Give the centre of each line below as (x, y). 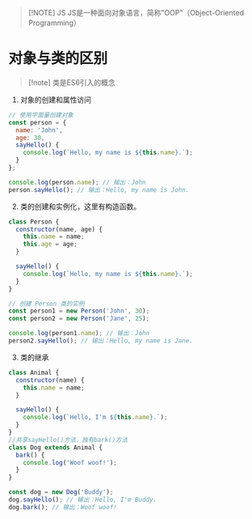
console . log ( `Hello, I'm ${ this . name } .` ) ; (95, 417)
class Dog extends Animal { (56, 447)
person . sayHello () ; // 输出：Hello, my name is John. (99, 189)
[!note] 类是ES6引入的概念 (71, 82)
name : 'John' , (39, 130)
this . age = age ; (50, 245)
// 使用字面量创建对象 (41, 115)
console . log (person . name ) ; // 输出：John (78, 182)
